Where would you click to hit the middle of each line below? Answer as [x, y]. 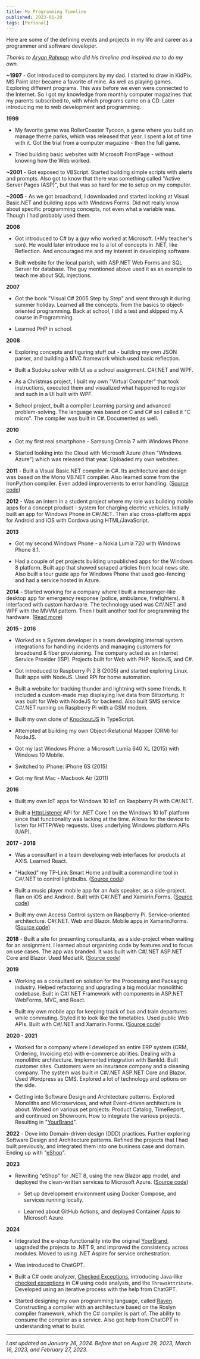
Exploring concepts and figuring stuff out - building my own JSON [96, 352]
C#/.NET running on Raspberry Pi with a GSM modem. [81, 708]
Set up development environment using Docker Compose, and [100, 1194]
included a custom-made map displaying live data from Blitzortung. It [99, 695]
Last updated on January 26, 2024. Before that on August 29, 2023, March [99, 1344]
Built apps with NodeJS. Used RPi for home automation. [83, 677]
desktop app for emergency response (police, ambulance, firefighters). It [96, 598]
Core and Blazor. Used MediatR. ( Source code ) [63, 958]
